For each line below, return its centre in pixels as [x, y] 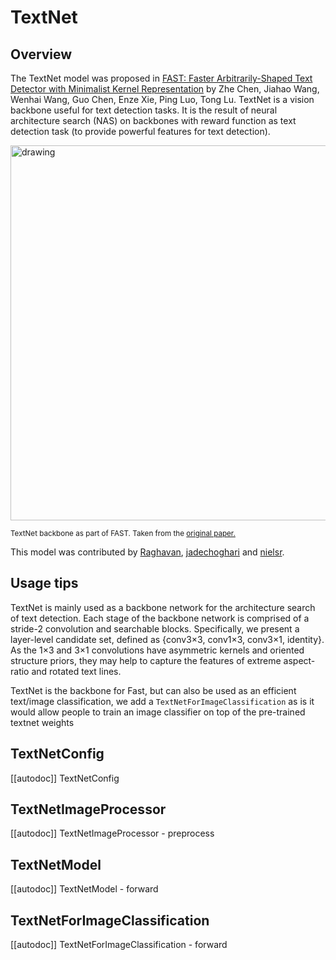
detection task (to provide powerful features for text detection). [140, 131]
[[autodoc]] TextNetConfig [65, 778]
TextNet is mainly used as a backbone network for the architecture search [163, 607]
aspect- [299, 660]
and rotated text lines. [76, 671]
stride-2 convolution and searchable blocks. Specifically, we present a [155, 628]
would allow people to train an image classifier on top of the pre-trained [158, 712]
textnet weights [42, 722]
